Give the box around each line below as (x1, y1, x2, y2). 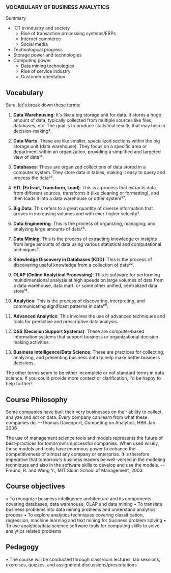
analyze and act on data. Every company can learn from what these (6, 414, 148, 420)
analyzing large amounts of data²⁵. (13, 226, 86, 232)
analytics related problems (6, 528, 62, 534)
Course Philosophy (6, 395, 68, 404)
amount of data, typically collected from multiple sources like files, (13, 117, 153, 123)
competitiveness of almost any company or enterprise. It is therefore (6, 451, 150, 457)
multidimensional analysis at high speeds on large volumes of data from (13, 277, 164, 283)
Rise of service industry (20, 68, 71, 74)
